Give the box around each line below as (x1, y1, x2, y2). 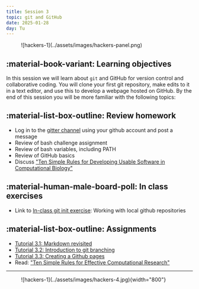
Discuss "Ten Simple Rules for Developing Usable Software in (14, 158, 165, 165)
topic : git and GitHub (6, 14, 62, 20)
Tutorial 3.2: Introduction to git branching (14, 246, 115, 253)
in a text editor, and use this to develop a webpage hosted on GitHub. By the (6, 87, 192, 95)
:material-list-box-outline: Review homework (6, 111, 176, 121)
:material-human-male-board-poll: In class (6, 182, 168, 192)
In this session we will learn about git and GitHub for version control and (6, 75, 184, 82)
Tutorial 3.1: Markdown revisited (14, 240, 92, 247)
